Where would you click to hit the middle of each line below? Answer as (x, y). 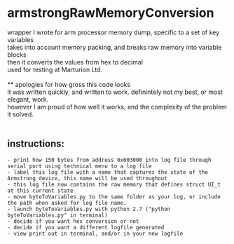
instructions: (36, 144)
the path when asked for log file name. (67, 203)
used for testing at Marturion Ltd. (55, 69)
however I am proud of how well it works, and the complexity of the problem (117, 107)
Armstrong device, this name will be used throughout (88, 178)
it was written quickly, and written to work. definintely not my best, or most (115, 92)
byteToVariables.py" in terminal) (58, 215)
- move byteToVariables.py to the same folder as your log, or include (114, 197)
